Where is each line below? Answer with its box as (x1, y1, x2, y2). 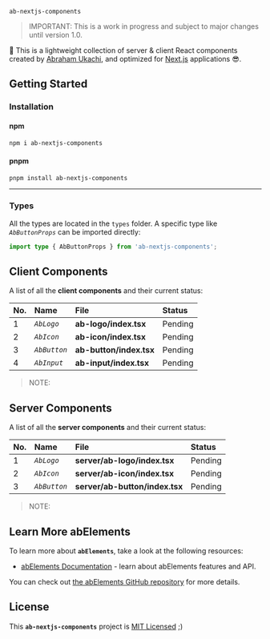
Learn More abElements (9, 524, 131, 538)
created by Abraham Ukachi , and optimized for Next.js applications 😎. (9, 54, 242, 63)
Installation (9, 101, 54, 112)
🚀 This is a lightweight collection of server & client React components (9, 46, 238, 55)
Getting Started (9, 77, 88, 91)
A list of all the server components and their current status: (9, 423, 207, 432)
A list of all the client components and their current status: (9, 286, 204, 295)
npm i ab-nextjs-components (9, 139, 103, 147)
